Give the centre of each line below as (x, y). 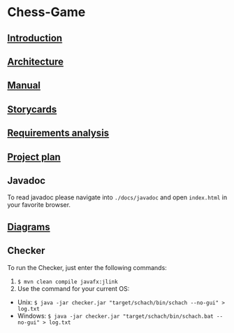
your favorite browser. (39, 205)
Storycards (32, 109)
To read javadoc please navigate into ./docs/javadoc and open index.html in (117, 197)
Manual (24, 86)
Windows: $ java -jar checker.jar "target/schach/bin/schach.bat (116, 316)
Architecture (36, 61)
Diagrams (29, 227)
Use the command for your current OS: (73, 288)
